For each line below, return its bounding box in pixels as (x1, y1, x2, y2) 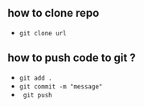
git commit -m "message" (19, 82, 103, 91)
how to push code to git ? (7, 51, 136, 65)
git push (23, 91, 53, 99)
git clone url (19, 29, 67, 37)
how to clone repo (7, 6, 100, 20)
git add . (19, 74, 53, 82)
